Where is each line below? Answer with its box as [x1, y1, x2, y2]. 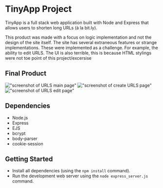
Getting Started [5, 155, 53, 163]
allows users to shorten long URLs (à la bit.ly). [5, 24, 98, 30]
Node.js [12, 115, 28, 120]
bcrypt [12, 130, 26, 136]
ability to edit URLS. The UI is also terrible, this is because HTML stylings [5, 50, 152, 56]
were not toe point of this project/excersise [5, 55, 92, 61]
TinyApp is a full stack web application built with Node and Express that [5, 20, 149, 25]
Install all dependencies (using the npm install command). [12, 168, 131, 174]
